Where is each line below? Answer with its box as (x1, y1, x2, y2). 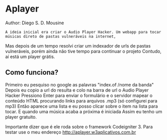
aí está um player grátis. (5, 54, 55, 60)
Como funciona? (5, 68, 59, 77)
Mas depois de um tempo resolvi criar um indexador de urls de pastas (5, 42, 151, 49)
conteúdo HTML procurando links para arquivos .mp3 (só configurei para (5, 98, 157, 104)
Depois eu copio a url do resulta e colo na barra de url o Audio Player (5, 87, 149, 93)
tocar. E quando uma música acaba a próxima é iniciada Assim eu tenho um (5, 108, 162, 114)
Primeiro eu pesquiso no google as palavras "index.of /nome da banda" (5, 81, 154, 87)
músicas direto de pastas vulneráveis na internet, (5, 34, 116, 39)
